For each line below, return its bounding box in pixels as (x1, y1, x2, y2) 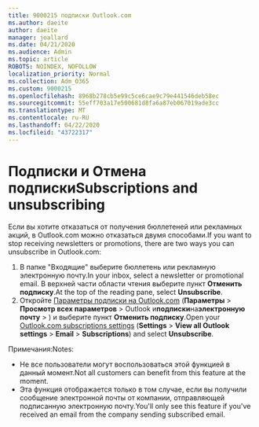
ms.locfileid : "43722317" (8, 128, 93, 136)
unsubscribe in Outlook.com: (8, 247, 102, 256)
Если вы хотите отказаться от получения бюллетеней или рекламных (8, 222, 243, 231)
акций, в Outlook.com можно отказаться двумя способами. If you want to (8, 230, 252, 240)
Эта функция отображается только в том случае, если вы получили (19, 385, 247, 394)
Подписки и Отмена (8, 162, 147, 180)
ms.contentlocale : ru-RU (8, 114, 89, 122)
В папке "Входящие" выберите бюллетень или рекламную (19, 262, 216, 271)
